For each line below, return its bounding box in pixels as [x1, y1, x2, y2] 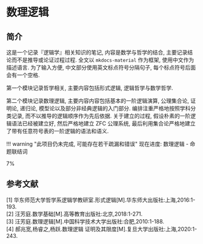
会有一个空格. [6, 71, 41, 79]
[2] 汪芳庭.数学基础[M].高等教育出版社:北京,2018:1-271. [6, 210, 143, 217]
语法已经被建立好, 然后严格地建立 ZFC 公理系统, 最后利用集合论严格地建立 [11, 120, 196, 127]
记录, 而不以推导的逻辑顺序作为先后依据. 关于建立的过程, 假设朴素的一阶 [11, 113, 191, 119]
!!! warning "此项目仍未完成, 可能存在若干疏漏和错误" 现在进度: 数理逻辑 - [6, 140, 189, 147]
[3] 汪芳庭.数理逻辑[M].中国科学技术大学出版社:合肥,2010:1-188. [6, 217, 165, 225]
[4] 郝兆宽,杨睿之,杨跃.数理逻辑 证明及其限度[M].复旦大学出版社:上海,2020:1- [6, 225, 198, 232]
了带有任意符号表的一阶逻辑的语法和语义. [6, 128, 109, 134]
